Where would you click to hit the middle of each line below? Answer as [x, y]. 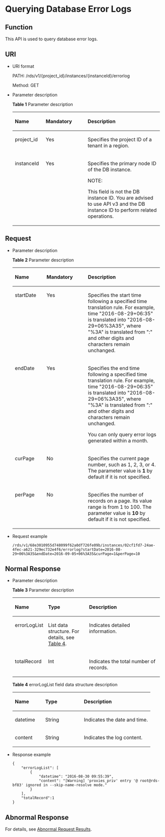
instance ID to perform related [122, 210]
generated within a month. [118, 441]
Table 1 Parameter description [42, 104]
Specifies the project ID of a [120, 139]
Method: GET [26, 85]
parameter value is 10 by [117, 513]
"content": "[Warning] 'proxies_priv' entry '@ [88, 781]
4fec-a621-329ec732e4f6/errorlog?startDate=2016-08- [67, 549]
